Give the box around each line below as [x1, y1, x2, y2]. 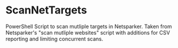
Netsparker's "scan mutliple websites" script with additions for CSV [5, 29, 170, 36]
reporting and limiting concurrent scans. [5, 35, 103, 42]
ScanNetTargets [5, 4, 87, 17]
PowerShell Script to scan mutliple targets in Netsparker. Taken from [5, 23, 172, 30]
